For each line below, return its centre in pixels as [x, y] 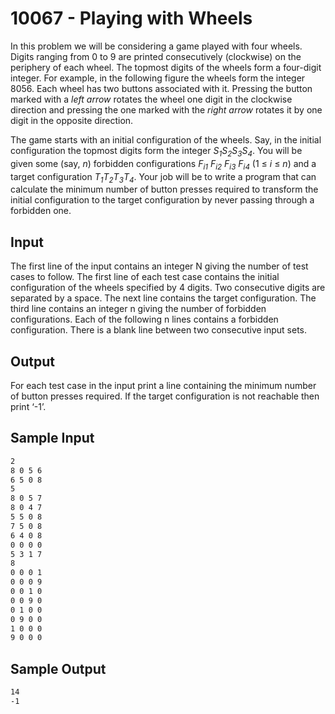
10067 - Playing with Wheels [131, 18]
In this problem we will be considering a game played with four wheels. [156, 46]
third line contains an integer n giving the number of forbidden [138, 309]
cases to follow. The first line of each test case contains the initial [145, 277]
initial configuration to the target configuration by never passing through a [162, 200]
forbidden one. [41, 211]
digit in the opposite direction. [72, 120]
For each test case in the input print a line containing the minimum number [163, 385]
